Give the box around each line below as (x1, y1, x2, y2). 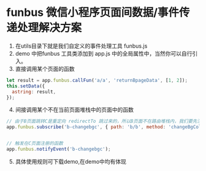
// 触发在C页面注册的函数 (6, 140, 63, 147)
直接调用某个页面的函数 (15, 65, 75, 72)
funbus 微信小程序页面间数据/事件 (6, 5, 180, 20)
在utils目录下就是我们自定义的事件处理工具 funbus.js (15, 42, 148, 49)
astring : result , (12, 89, 56, 95)
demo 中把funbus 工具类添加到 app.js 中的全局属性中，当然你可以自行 (15, 49, 193, 57)
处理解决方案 (17, 21, 82, 35)
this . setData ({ (6, 83, 45, 89)
